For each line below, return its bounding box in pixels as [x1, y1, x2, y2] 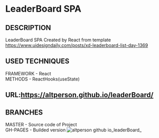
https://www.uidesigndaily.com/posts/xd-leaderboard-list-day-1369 [5, 42, 148, 48]
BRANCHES [5, 108, 43, 117]
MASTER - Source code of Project [5, 122, 77, 128]
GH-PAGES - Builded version [5, 127, 66, 133]
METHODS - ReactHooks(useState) [5, 76, 80, 82]
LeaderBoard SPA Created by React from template [5, 37, 111, 43]
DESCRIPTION [5, 23, 51, 32]
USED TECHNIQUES [5, 57, 70, 66]
